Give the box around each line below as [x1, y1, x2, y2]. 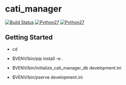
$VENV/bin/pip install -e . [12, 56, 63, 61]
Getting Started [5, 33, 53, 42]
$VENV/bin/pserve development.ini [12, 74, 83, 80]
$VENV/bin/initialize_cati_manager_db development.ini [12, 65, 122, 71]
